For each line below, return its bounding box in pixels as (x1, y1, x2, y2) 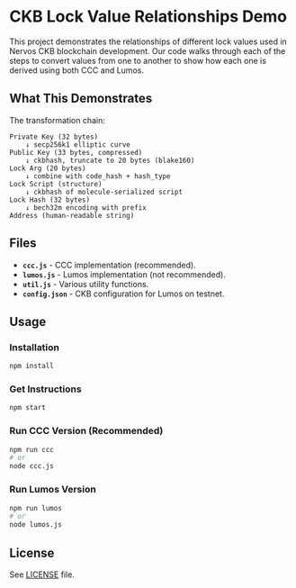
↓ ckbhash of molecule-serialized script (25, 187, 183, 196)
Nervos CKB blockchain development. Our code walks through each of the (9, 45, 286, 56)
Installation (9, 340, 60, 353)
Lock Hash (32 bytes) (9, 195, 91, 204)
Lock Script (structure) (9, 179, 103, 188)
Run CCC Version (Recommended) (9, 425, 164, 438)
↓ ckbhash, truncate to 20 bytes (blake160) (25, 156, 195, 165)
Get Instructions (9, 383, 83, 395)
